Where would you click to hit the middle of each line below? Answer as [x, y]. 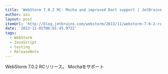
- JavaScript [23, 42]
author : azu [17, 14]
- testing [20, 47]
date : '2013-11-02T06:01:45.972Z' [41, 28]
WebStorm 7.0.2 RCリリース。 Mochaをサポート [54, 66]
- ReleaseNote [24, 51]
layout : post [19, 19]
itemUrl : [14, 24]
